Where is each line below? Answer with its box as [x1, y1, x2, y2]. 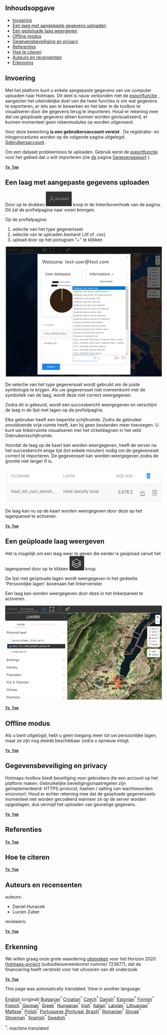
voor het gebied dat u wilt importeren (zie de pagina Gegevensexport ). [5, 154, 151, 160]
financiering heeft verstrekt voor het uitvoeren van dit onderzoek [5, 966, 138, 972]
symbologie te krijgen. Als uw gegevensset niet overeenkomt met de [5, 387, 146, 392]
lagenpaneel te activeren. [5, 513, 57, 519]
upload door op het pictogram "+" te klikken [12, 237, 103, 243]
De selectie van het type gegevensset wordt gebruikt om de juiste [5, 381, 140, 388]
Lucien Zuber [12, 909, 40, 915]
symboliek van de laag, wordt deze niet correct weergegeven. [5, 392, 132, 398]
